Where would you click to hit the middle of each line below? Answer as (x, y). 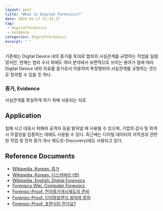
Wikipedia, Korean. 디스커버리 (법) (46, 175)
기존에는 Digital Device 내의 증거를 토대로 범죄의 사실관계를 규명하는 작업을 (77, 56)
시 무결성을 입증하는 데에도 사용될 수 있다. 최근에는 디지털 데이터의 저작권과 (77, 134)
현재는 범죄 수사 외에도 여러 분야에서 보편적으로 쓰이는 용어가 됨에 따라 (87, 62)
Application (23, 116)
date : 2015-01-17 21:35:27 (33, 19)
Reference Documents (40, 156)
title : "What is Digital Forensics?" (44, 14)
